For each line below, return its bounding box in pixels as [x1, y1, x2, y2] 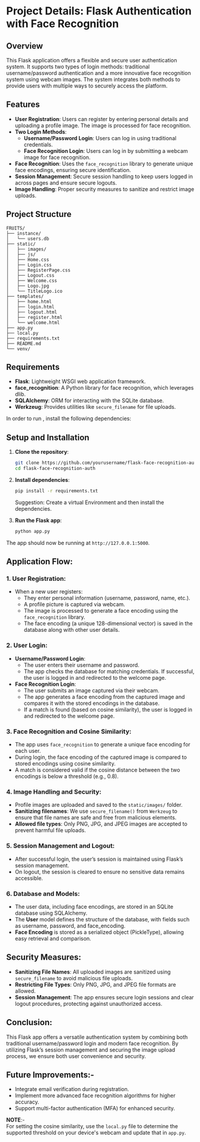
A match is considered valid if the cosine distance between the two [14, 766, 180, 774]
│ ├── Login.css [6, 262, 52, 268]
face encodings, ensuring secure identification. [14, 166, 131, 173]
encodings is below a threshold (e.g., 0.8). [14, 773, 119, 780]
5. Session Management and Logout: [6, 842, 115, 850]
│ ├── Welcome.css [6, 278, 58, 284]
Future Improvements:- [6, 1069, 94, 1080]
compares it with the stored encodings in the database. [23, 700, 160, 707]
